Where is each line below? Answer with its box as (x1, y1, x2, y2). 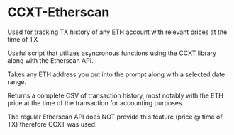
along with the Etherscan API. (7, 56, 94, 64)
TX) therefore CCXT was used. (7, 119, 97, 128)
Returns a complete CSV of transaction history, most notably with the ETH (7, 91, 223, 100)
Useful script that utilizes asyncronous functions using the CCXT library (7, 49, 217, 57)
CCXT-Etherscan (7, 4, 110, 20)
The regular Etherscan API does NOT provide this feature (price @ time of (7, 112, 223, 121)
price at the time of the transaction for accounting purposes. (7, 98, 184, 107)
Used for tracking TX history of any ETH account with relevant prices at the (7, 28, 228, 36)
